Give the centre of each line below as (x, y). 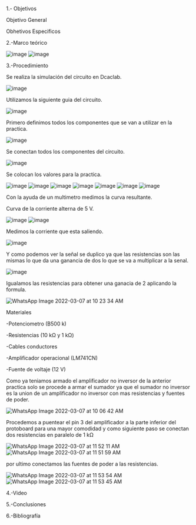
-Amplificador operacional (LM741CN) (52, 358)
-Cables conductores (32, 346)
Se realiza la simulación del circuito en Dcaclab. (64, 77)
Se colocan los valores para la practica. (54, 174)
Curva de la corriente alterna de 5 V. (50, 209)
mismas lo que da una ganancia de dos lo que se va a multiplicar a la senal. (97, 260)
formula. (16, 290)
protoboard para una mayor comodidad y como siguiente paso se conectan (98, 428)
